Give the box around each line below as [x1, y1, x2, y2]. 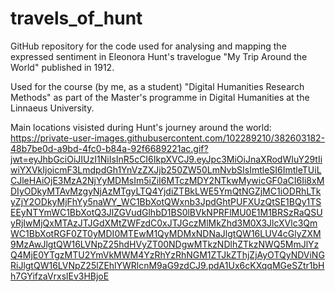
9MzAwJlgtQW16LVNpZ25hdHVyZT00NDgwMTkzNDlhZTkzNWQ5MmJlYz [10, 238, 320, 250]
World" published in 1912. [10, 61, 115, 73]
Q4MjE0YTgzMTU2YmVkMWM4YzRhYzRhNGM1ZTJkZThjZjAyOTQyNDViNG [10, 248, 325, 261]
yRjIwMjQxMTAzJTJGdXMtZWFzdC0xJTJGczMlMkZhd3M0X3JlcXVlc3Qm [10, 217, 318, 229]
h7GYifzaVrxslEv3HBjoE [10, 270, 110, 282]
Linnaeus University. [10, 102, 95, 114]
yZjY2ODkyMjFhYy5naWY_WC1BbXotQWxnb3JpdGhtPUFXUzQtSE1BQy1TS [10, 195, 322, 207]
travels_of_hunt [10, 7, 143, 30]
